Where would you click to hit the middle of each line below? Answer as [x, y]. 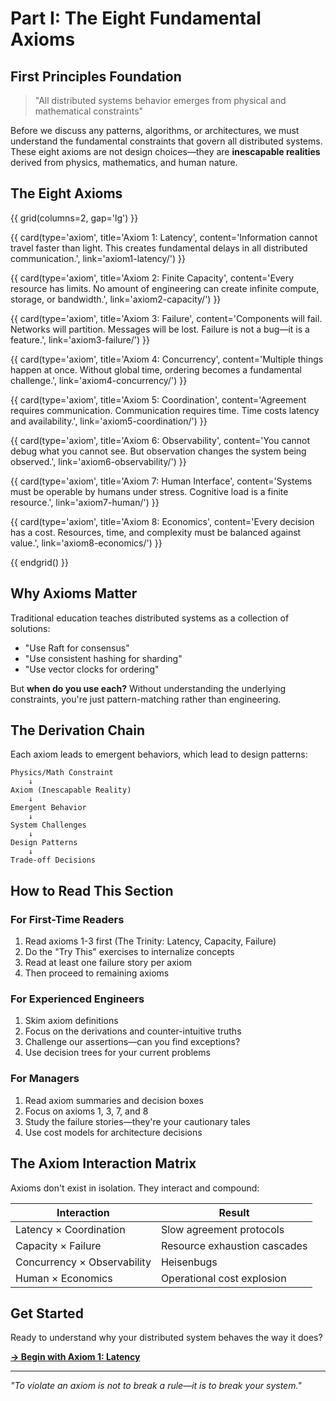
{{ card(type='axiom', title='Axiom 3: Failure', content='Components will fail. [166, 318]
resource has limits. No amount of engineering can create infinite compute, [165, 288]
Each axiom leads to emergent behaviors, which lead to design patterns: [159, 754]
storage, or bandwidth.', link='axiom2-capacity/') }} [116, 299]
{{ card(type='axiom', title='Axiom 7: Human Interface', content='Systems [161, 481]
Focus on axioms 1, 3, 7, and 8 [86, 1111]
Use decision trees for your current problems [117, 1053]
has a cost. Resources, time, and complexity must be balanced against [156, 532]
